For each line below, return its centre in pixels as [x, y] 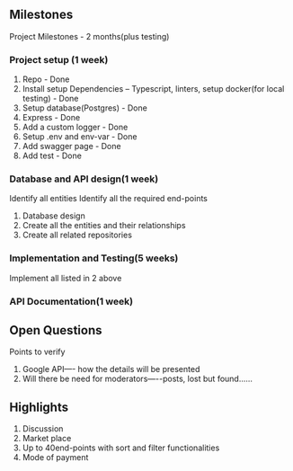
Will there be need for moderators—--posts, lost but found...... [138, 379]
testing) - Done [50, 99]
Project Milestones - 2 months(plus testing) [89, 36]
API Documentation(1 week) [71, 301]
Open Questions [56, 330]
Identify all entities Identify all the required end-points [109, 199]
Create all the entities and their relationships [104, 226]
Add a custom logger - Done [75, 127]
